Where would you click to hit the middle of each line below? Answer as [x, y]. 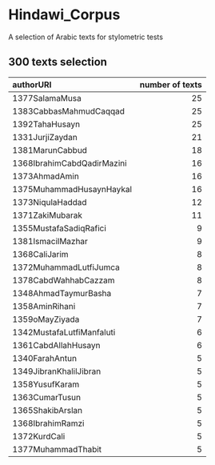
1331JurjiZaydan [45, 137]
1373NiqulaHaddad [50, 202]
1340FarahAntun [45, 358]
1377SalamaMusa [47, 98]
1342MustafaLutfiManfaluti [64, 332]
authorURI [32, 84]
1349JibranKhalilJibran [57, 371]
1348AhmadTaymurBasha [62, 293]
